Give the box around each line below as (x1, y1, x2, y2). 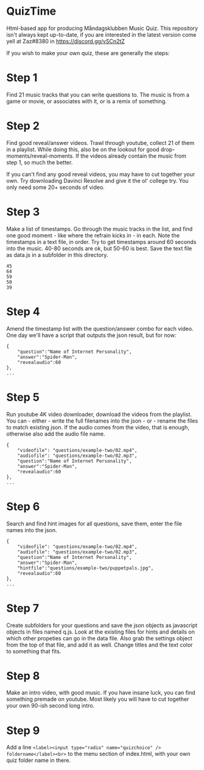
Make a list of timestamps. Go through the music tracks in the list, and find (6, 225, 193, 232)
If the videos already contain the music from (75, 152, 187, 160)
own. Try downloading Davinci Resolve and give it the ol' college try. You (6, 177, 189, 184)
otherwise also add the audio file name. (6, 430, 105, 437)
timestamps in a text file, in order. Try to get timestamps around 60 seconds (6, 238, 197, 245)
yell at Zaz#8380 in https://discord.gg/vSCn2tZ (6, 37, 125, 45)
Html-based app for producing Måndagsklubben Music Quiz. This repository (6, 24, 199, 32)
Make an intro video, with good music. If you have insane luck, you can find (6, 689, 195, 697)
